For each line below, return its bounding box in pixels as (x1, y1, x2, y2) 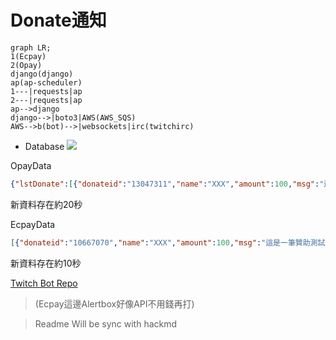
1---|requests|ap (10, 86, 83, 96)
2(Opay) (10, 60, 43, 70)
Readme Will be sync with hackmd (34, 317, 178, 330)
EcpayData (10, 218, 56, 230)
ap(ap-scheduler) (10, 77, 83, 88)
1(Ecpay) (10, 51, 47, 61)
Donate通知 (10, 9, 107, 32)
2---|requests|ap (10, 95, 83, 105)
